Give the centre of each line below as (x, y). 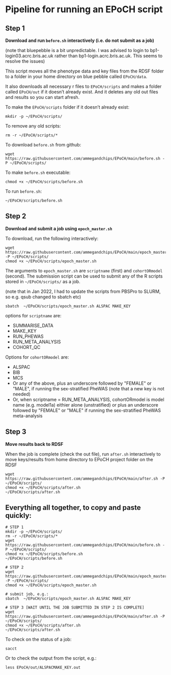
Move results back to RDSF (34, 444)
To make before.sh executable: (38, 172)
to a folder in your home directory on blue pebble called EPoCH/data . (76, 77)
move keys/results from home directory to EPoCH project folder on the (79, 459)
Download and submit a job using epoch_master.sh (59, 229)
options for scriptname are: (33, 315)
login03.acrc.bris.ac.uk (29, 56)
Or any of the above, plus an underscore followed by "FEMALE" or (82, 383)
